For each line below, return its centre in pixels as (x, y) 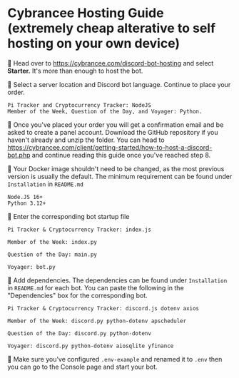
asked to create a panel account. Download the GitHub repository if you (113, 132)
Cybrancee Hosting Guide (86, 13)
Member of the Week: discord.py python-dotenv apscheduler (97, 321)
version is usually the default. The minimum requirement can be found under (120, 176)
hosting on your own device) (94, 44)
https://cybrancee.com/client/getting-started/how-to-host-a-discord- (110, 147)
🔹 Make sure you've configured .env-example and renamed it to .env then (115, 359)
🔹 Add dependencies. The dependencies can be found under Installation (117, 280)
